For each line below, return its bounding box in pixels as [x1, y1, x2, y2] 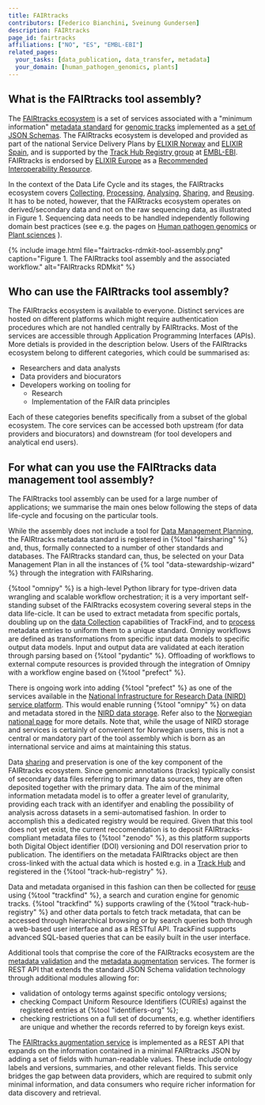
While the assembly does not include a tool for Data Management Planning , [8, 526, 254, 535]
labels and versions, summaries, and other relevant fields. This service [8, 1063, 239, 1073]
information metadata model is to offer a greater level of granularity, [8, 791, 229, 801]
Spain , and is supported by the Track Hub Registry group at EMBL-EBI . [8, 147, 238, 157]
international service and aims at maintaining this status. [8, 742, 191, 752]
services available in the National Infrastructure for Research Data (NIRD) [8, 692, 247, 701]
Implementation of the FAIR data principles [31, 397, 170, 406]
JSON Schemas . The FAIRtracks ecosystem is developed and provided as [8, 130, 248, 139]
